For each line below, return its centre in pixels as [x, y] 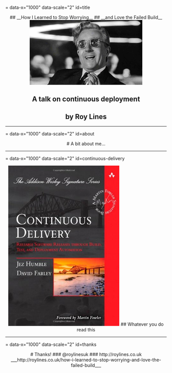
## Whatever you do [142, 324]
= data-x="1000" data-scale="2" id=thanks [51, 345]
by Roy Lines [86, 117]
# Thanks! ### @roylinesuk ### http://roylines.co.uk [86, 355]
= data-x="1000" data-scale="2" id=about [50, 134]
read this [86, 330]
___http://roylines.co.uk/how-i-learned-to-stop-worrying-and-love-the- [86, 360]
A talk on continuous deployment [86, 99]
